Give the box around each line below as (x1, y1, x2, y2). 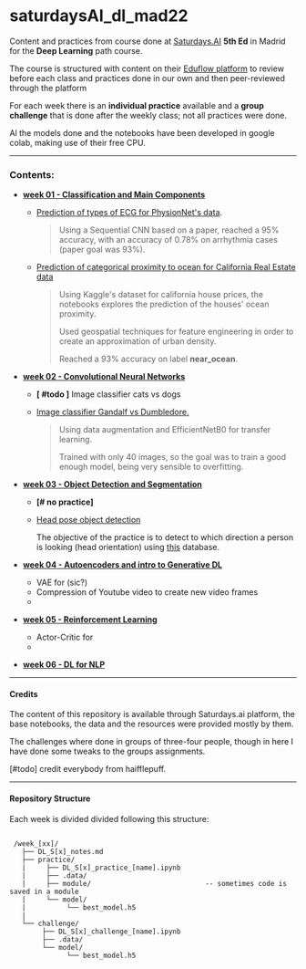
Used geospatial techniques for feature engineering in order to (58, 326, 294, 338)
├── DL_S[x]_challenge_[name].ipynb (42, 927, 181, 936)
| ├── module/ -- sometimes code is (21, 879, 287, 888)
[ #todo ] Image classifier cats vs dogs (36, 389, 181, 400)
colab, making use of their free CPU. (9, 137, 146, 148)
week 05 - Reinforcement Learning (22, 614, 158, 625)
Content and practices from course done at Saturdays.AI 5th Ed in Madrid (9, 36, 286, 47)
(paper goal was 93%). (58, 244, 146, 255)
